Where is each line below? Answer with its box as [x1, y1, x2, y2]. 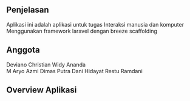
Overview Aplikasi [6, 85, 77, 96]
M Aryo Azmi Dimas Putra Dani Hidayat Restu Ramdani [6, 67, 143, 74]
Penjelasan [6, 5, 50, 15]
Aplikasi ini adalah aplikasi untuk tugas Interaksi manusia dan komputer [6, 21, 184, 28]
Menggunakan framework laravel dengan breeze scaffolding [6, 27, 158, 34]
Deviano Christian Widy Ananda [6, 60, 86, 68]
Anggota [6, 45, 41, 55]
